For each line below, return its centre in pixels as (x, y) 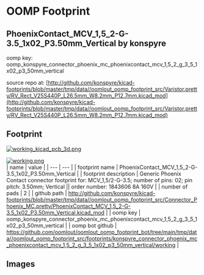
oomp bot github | (94, 225)
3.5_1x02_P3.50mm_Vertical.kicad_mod (56, 212)
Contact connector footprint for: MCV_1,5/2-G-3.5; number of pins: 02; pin (99, 180)
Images (21, 264)
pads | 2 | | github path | (37, 193)
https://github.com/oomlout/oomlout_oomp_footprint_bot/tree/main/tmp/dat (102, 232)
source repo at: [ (27, 83)
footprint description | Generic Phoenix (132, 173)
